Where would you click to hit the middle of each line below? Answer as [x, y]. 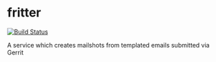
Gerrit [16, 52]
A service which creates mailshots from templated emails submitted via [108, 45]
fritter [24, 13]
